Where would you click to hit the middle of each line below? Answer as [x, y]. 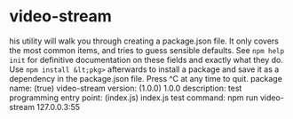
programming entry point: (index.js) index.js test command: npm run [134, 97]
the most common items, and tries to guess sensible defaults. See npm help [147, 50]
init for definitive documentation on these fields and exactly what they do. [146, 59]
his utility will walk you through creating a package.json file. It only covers [144, 41]
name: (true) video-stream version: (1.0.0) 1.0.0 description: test [126, 88]
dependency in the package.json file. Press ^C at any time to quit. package [146, 78]
